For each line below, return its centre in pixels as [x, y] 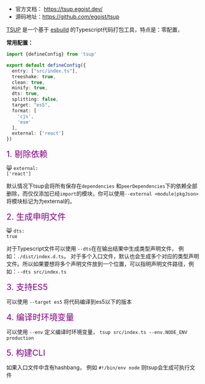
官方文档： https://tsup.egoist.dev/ [59, 9]
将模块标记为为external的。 [41, 201]
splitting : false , [35, 100]
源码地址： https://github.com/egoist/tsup [67, 17]
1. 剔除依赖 [27, 154]
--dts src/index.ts [42, 272]
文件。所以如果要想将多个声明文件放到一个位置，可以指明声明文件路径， [97, 264]
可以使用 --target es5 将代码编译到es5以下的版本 [69, 302]
